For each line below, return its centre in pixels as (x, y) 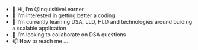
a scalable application (39, 28)
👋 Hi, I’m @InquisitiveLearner (48, 9)
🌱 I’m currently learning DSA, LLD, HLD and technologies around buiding (102, 22)
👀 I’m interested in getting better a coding (64, 15)
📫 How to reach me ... (40, 41)
